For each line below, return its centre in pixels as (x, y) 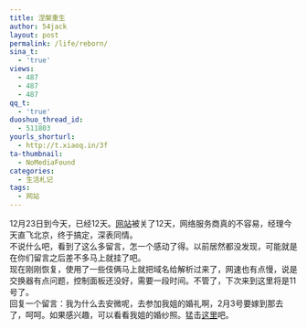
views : (22, 69)
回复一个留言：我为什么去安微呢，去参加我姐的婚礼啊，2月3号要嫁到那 (143, 303)
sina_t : (24, 52)
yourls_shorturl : (42, 137)
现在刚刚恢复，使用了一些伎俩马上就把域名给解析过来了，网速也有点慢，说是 (153, 269)
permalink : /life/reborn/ (58, 43)
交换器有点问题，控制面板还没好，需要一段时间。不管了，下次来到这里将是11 (153, 281)
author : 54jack (38, 27)
